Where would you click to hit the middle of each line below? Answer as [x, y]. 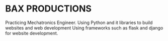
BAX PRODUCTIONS [49, 9]
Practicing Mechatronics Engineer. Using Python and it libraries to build [79, 22]
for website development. [32, 33]
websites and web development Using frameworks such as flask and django [84, 27]
